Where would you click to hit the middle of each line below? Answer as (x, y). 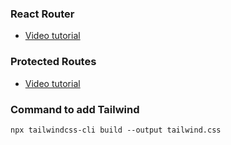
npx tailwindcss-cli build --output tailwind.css (116, 130)
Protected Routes (53, 62)
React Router (42, 14)
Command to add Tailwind (75, 109)
